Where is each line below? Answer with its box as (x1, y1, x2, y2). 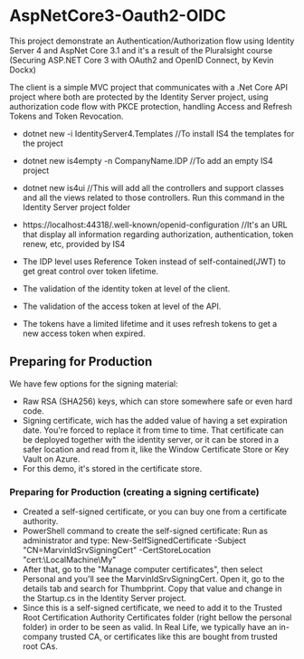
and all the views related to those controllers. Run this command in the (22, 192, 285, 203)
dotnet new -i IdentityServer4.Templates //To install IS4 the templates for (22, 128, 295, 138)
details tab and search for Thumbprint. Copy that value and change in (22, 583, 282, 594)
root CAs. (22, 641, 59, 652)
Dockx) (9, 64, 36, 75)
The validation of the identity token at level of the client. (22, 282, 231, 294)
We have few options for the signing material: (9, 377, 178, 389)
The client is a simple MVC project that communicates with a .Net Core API (9, 81, 288, 92)
